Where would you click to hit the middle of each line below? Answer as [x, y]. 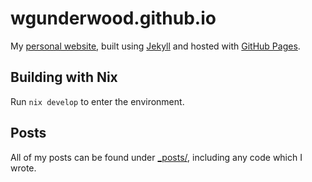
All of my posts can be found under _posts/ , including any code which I [156, 157]
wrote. [23, 168]
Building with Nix [64, 77]
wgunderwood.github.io [113, 18]
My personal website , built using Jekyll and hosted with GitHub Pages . [155, 46]
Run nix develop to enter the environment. [97, 101]
